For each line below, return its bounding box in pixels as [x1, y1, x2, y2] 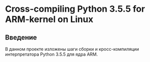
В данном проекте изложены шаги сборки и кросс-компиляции [5, 46, 139, 52]
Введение [5, 33, 37, 41]
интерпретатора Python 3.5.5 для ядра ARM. [5, 51, 98, 57]
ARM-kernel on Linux [5, 14, 93, 25]
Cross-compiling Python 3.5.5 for [5, 3, 145, 15]
